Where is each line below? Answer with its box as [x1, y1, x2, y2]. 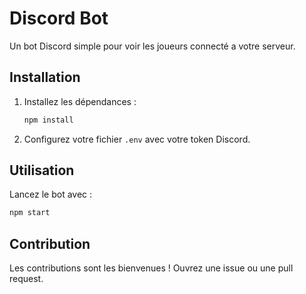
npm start [9, 208, 51, 218]
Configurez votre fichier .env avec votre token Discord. [23, 133, 251, 145]
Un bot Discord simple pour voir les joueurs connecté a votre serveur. [9, 40, 296, 52]
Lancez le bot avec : [9, 188, 93, 201]
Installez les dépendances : [23, 95, 137, 107]
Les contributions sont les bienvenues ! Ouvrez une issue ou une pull [9, 262, 294, 274]
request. [9, 273, 44, 285]
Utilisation [9, 162, 75, 179]
